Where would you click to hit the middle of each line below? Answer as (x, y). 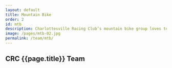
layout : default (23, 10)
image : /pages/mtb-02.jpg (33, 33)
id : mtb (14, 24)
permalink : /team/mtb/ (29, 39)
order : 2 (15, 19)
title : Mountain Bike (28, 15)
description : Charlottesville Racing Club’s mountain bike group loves (83, 29)
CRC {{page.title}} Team (45, 59)
